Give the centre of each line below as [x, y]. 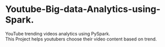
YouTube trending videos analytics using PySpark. [58, 33]
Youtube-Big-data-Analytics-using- [83, 9]
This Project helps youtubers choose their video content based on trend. [81, 39]
